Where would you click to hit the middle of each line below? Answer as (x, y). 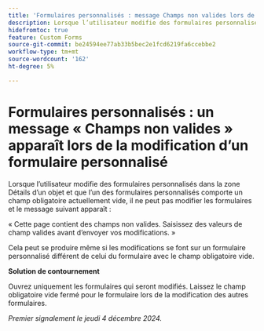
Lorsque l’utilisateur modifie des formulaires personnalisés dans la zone (124, 184)
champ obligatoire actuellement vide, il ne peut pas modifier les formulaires (130, 200)
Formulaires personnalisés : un (111, 112)
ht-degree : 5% (31, 67)
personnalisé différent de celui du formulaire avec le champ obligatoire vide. (131, 256)
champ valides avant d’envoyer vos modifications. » (92, 232)
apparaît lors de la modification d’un (128, 145)
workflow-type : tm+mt (44, 52)
